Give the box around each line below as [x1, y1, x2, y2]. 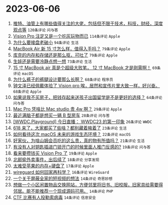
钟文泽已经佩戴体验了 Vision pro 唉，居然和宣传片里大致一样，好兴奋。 [13, 82, 160, 88]
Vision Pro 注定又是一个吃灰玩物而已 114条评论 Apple [13, 33, 120, 39]
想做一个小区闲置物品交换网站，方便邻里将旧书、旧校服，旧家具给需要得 [13, 181, 163, 187]
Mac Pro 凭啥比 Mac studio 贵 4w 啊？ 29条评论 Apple [13, 106, 122, 112]
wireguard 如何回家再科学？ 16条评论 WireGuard [13, 169, 110, 175]
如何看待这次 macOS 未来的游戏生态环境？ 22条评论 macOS [13, 131, 131, 137]
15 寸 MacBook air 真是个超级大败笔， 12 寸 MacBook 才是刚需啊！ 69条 [13, 64, 161, 71]
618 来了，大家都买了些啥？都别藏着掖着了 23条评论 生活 [13, 125, 127, 131]
